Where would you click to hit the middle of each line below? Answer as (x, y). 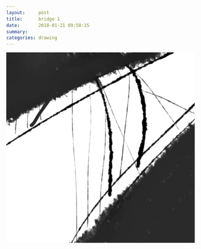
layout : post (28, 13)
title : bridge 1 (33, 19)
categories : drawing (32, 38)
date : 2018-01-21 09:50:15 (48, 25)
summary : (17, 32)
